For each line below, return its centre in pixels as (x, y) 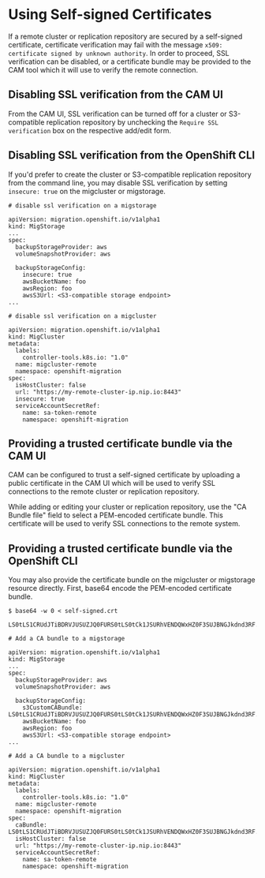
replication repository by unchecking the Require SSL (132, 122)
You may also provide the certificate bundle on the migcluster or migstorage (132, 580)
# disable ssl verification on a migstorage (82, 205)
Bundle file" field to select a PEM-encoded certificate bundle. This (116, 515)
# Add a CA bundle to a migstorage (67, 639)
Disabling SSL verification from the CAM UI (116, 95)
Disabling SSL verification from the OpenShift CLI (132, 155)
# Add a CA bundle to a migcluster (67, 756)
